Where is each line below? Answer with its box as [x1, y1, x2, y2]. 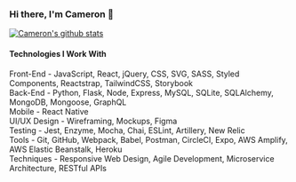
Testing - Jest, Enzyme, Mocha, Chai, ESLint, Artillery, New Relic [9, 124, 246, 136]
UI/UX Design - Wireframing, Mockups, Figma [9, 115, 178, 126]
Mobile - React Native [9, 106, 89, 116]
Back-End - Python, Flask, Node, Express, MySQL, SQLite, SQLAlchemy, [9, 87, 274, 98]
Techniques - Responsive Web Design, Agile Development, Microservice [9, 153, 275, 163]
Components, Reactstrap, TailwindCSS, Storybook [9, 77, 194, 88]
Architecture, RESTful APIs [9, 162, 107, 173]
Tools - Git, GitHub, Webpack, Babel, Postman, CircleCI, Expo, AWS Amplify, [9, 134, 289, 145]
